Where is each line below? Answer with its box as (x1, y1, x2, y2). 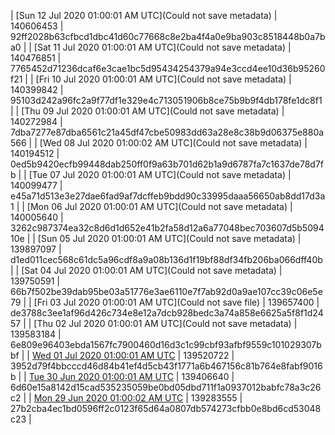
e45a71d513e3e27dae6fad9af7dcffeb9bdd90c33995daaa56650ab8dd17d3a (10, 190, 326, 202)
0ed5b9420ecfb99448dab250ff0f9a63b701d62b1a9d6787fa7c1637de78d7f (10, 158, 325, 170)
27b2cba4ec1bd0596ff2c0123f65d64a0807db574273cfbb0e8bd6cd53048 (10, 403, 322, 414)
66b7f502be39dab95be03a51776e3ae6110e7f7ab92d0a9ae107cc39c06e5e (10, 286, 323, 297)
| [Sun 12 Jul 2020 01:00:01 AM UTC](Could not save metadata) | (10, 10, 278, 21)
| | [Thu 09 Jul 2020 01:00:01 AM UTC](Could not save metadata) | (10, 105, 285, 117)
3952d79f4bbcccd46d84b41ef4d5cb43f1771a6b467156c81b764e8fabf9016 (10, 360, 323, 372)
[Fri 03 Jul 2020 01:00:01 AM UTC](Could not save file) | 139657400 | (33, 296, 320, 308)
